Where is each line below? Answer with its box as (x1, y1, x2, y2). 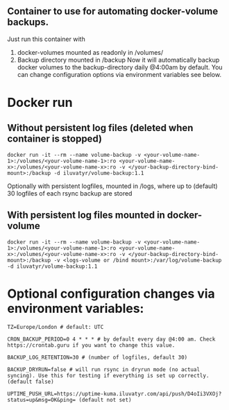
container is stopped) (7, 133, 103, 145)
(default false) (7, 378, 54, 385)
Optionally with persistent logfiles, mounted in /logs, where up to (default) (7, 182, 218, 190)
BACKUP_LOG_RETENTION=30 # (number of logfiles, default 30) (7, 354, 188, 361)
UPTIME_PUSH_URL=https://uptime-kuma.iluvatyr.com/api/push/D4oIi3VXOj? (7, 390, 222, 398)
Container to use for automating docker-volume (7, 6, 219, 17)
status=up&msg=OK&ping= (7, 396, 76, 403)
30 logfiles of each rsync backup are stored (7, 189, 133, 197)
